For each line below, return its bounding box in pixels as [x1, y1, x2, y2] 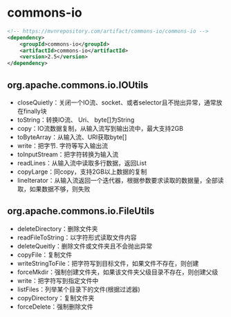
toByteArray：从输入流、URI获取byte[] [17, 133, 127, 141]
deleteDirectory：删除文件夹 [17, 224, 98, 233]
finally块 [23, 107, 47, 115]
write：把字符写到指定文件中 [17, 276, 99, 284]
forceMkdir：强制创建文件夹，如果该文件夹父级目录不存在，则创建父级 [17, 268, 219, 276]
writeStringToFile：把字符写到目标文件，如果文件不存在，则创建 [17, 259, 199, 267]
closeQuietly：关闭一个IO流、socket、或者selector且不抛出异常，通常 [17, 98, 216, 107]
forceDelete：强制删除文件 [17, 302, 93, 311]
